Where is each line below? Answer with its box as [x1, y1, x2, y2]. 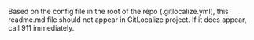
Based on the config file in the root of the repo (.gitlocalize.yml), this [8, 7, 230, 16]
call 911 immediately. [8, 24, 75, 32]
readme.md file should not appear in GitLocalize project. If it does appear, [8, 15, 247, 24]
